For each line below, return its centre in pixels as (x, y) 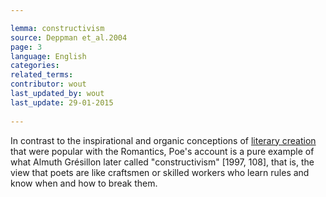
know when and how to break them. (84, 183)
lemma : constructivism (57, 28)
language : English (48, 56)
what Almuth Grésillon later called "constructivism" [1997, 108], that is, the (162, 162)
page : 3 (26, 47)
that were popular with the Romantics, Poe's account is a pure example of (162, 151)
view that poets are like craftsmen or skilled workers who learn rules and (160, 172)
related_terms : (42, 75)
